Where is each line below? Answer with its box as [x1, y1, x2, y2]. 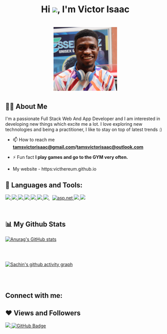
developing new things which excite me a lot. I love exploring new [5, 121, 143, 127]
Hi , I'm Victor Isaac [41, 4, 130, 15]
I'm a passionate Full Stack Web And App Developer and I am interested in [5, 116, 161, 122]
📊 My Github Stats [5, 220, 66, 229]
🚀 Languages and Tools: [5, 181, 83, 189]
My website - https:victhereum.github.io [12, 166, 96, 172]
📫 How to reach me [12, 136, 55, 143]
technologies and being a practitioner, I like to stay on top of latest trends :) [5, 126, 162, 133]
